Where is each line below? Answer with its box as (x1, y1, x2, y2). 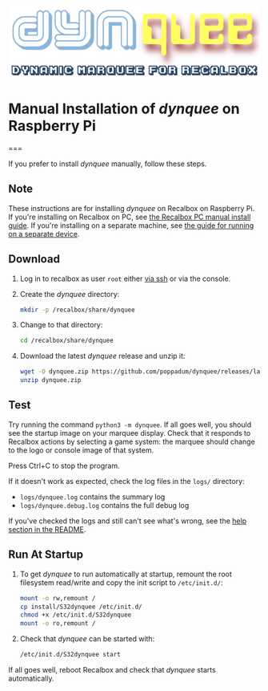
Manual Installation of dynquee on (8, 100, 240, 118)
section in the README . (8, 524, 86, 534)
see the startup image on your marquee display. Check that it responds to (8, 428, 251, 437)
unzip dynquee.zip (19, 376, 82, 384)
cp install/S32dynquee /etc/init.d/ (19, 603, 142, 611)
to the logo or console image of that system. (8, 445, 154, 455)
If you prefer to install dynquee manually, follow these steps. (8, 159, 207, 169)
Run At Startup (8, 548, 84, 562)
